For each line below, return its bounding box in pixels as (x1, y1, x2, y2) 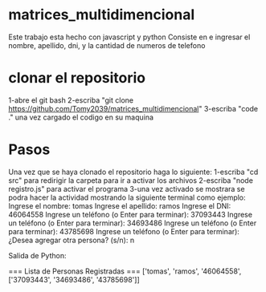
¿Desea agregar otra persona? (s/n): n (8, 235, 135, 245)
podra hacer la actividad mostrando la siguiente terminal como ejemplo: (8, 193, 247, 202)
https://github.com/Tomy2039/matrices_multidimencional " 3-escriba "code (8, 103, 259, 113)
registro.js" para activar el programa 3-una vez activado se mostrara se (8, 184, 245, 193)
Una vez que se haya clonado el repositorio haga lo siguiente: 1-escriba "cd (8, 167, 259, 176)
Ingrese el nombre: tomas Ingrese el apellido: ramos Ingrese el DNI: (8, 201, 231, 210)
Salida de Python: (8, 250, 67, 260)
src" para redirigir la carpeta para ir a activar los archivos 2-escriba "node (8, 175, 253, 185)
